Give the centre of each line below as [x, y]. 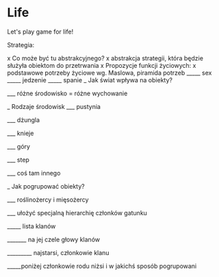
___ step [18, 160]
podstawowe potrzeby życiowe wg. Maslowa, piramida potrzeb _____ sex [109, 73]
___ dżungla [23, 120]
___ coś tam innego [34, 173]
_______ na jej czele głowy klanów [54, 239]
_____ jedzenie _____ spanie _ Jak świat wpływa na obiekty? [90, 80]
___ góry [19, 146]
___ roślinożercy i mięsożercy [48, 200]
